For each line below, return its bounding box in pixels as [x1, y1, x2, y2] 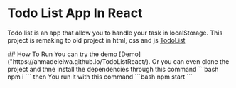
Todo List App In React [7, 5, 143, 21]
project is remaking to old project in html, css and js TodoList [7, 35, 186, 44]
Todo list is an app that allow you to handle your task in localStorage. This [7, 28, 223, 37]
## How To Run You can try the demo [7, 50, 117, 58]
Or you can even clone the [151, 57, 230, 65]
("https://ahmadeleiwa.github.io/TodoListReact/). [7, 57, 151, 65]
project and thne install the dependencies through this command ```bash [7, 65, 219, 73]
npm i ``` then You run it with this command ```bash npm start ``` [7, 72, 193, 81]
